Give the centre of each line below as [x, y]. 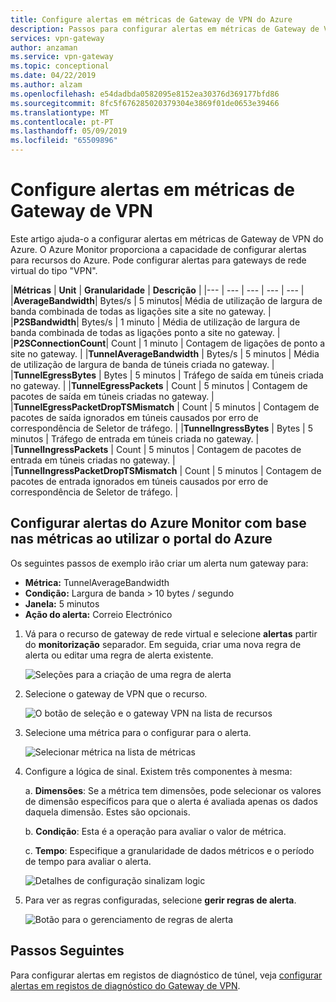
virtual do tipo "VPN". [54, 270]
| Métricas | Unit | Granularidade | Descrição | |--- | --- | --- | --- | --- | [157, 290]
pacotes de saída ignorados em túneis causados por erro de [134, 417]
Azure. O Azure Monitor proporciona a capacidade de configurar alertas [158, 249]
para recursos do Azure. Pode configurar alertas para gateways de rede [158, 260]
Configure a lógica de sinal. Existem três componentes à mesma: [158, 771]
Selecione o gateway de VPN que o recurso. [116, 693]
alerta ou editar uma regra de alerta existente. [119, 655]
